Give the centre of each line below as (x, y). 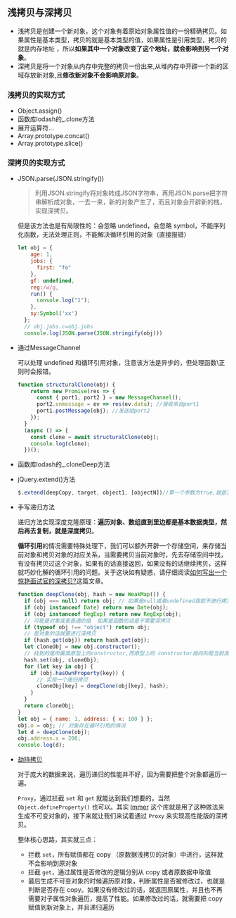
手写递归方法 (36, 507)
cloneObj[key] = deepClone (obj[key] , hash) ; (103, 686)
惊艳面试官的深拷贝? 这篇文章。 (62, 581)
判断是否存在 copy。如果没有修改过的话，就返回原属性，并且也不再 (125, 890)
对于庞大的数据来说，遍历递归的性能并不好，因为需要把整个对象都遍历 (119, 774)
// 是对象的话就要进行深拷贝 (60, 634)
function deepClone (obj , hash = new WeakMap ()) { (92, 595)
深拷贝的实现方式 (36, 163)
